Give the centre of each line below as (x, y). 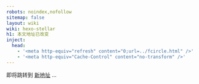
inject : (16, 40)
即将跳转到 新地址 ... (31, 75)
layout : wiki (23, 23)
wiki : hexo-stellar (31, 29)
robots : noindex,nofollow (39, 12)
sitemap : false (25, 18)
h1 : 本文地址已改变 (28, 34)
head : (19, 46)
